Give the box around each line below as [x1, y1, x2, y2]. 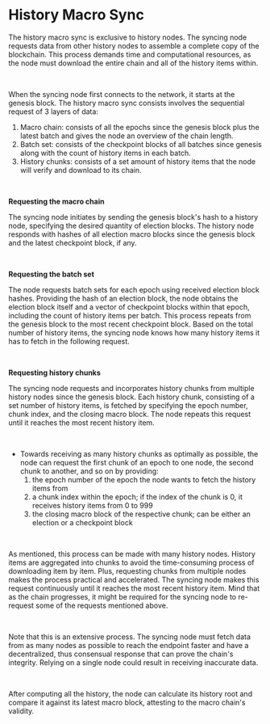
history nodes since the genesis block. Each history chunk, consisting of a [8, 392, 255, 402]
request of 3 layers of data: [8, 107, 99, 116]
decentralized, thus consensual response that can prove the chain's [8, 649, 234, 659]
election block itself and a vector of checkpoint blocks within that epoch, [8, 301, 250, 312]
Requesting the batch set [8, 269, 95, 279]
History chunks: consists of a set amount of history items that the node [19, 156, 256, 166]
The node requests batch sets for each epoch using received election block [8, 284, 260, 294]
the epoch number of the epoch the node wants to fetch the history [31, 474, 256, 484]
